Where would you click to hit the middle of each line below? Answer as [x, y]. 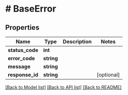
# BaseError [31, 9]
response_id [23, 75]
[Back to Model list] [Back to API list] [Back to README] [63, 87]
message [19, 66]
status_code [23, 50]
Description [77, 42]
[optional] [108, 75]
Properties [22, 28]
